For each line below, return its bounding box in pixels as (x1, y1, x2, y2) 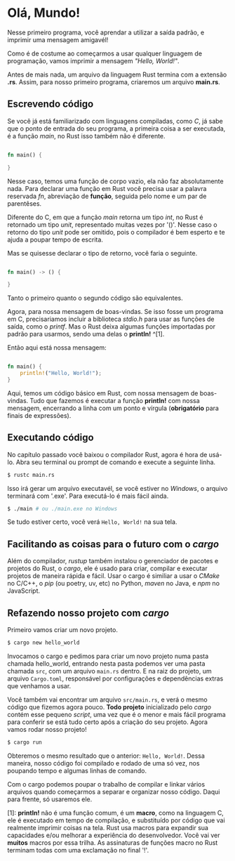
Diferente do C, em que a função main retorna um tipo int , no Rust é (7, 213, 203, 221)
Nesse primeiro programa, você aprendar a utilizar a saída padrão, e (7, 28, 205, 37)
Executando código (7, 432, 94, 444)
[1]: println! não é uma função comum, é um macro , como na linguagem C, (7, 808, 224, 817)
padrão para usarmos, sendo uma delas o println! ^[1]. (7, 330, 165, 339)
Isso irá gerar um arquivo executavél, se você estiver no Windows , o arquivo (7, 484, 228, 492)
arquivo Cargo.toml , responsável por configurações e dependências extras (7, 674, 224, 683)
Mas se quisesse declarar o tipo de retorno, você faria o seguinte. (7, 249, 198, 257)
